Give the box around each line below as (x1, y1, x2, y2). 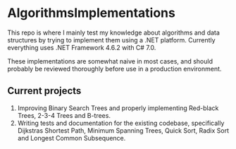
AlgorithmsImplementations (7, 5, 176, 21)
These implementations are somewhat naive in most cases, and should (7, 56, 213, 65)
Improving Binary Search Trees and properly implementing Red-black (17, 104, 219, 112)
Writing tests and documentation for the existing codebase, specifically (17, 119, 225, 127)
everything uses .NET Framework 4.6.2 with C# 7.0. (7, 43, 156, 52)
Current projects (7, 85, 82, 97)
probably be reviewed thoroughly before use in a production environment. (7, 64, 222, 73)
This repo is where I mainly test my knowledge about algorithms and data (7, 28, 221, 37)
